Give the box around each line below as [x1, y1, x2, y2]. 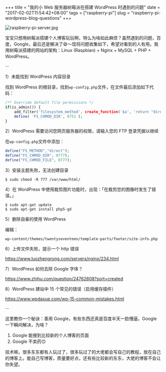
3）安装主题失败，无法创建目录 [5, 167, 69, 173]
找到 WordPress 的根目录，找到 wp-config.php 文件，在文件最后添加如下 [5, 84, 150, 90]
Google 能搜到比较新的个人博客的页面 [12, 332, 89, 338]
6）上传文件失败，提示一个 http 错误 [5, 246, 79, 251]
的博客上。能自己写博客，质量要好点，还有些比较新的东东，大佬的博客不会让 [5, 355, 161, 361]
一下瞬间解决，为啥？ [5, 322, 48, 327]
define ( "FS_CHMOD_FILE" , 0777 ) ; [5, 158, 72, 163]
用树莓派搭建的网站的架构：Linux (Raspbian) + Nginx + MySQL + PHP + [5, 47, 152, 53]
